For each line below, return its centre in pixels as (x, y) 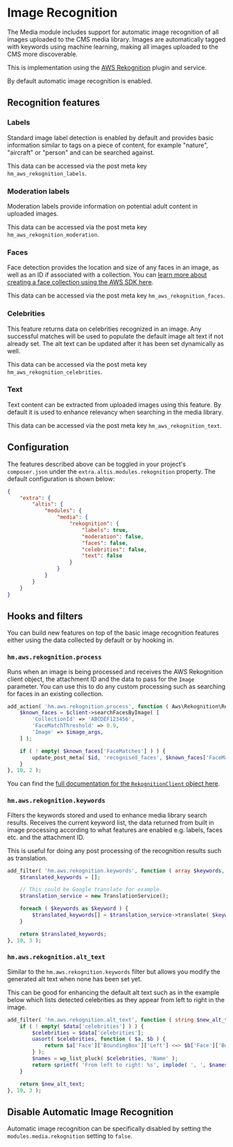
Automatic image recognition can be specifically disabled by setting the (109, 1129)
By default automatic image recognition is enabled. (80, 80)
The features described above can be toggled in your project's (96, 464)
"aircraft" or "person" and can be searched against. (81, 152)
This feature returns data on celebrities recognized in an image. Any (104, 329)
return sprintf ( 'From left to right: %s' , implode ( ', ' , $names (130, 1065)
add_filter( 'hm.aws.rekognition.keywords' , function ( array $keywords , (116, 871)
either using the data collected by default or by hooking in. (91, 640)
